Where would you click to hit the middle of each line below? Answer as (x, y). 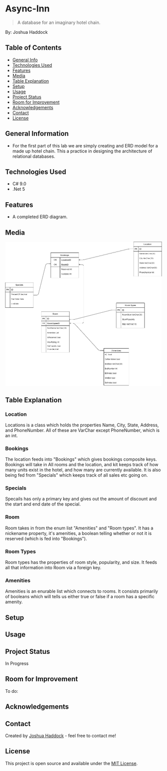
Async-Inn (27, 9)
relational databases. (34, 156)
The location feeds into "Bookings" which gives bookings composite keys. (81, 459)
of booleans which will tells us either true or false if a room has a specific (80, 597)
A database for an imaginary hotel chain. (59, 22)
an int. (12, 435)
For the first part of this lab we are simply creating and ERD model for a (85, 145)
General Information (37, 134)
